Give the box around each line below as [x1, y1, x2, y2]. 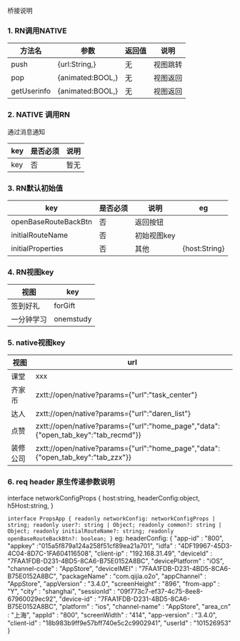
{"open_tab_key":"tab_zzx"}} [35, 453, 132, 463]
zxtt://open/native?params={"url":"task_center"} [35, 390, 198, 400]
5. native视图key [7, 338, 66, 348]
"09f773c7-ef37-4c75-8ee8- [116, 587, 204, 595]
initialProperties [11, 243, 64, 253]
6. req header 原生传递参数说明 [7, 477, 116, 487]
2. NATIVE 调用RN [7, 110, 70, 120]
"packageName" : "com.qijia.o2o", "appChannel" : [59, 572, 207, 580]
